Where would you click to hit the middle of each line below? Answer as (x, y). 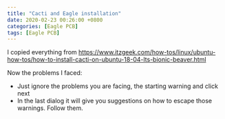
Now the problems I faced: (45, 73)
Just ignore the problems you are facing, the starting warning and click (118, 86)
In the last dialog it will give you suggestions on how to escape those (114, 101)
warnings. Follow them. (50, 108)
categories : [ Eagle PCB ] (43, 26)
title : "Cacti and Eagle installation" (64, 13)
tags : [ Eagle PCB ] (33, 33)
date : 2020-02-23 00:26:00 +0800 (55, 20)
